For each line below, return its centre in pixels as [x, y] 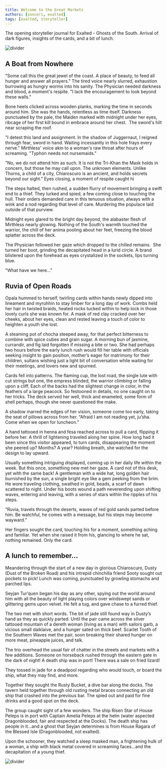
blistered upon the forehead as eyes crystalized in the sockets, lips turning [82, 256]
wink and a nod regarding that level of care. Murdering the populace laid [79, 204]
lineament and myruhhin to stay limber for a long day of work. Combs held [82, 303]
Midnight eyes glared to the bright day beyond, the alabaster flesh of [76, 219]
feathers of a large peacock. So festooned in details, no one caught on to [80, 391]
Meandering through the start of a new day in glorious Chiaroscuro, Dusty [81, 568]
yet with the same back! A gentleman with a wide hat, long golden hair [77, 473]
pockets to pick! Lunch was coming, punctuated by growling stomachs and [82, 578]
